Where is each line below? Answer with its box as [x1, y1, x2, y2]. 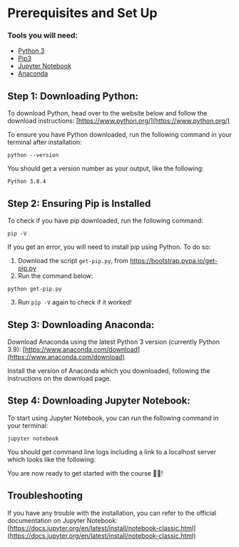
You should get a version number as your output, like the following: [7, 164, 204, 173]
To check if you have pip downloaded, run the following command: [7, 216, 203, 225]
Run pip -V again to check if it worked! [17, 298, 132, 307]
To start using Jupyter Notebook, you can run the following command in [7, 414, 219, 422]
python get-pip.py [7, 285, 62, 293]
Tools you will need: [7, 31, 78, 41]
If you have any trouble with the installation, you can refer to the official [7, 508, 216, 517]
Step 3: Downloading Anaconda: [7, 319, 155, 331]
